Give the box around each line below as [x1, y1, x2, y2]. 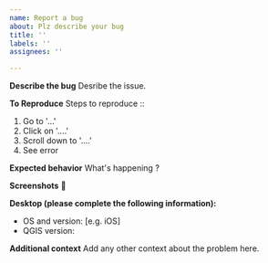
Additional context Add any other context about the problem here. [9, 243, 260, 254]
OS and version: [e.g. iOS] [22, 216, 121, 226]
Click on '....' [22, 125, 69, 137]
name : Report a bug [9, 13, 84, 23]
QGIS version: [22, 226, 76, 237]
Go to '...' [22, 116, 57, 127]
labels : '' [9, 38, 51, 48]
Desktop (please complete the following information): [9, 198, 217, 209]
